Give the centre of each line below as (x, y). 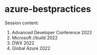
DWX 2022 (23, 43)
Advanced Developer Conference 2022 (52, 32)
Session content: (22, 23)
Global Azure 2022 (31, 48)
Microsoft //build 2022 (35, 38)
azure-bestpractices (48, 9)
